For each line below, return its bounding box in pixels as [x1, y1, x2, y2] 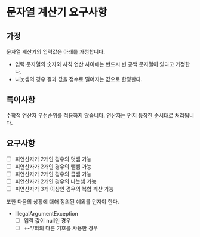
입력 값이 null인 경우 [23, 217, 71, 224]
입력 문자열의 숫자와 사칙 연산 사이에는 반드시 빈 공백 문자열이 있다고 [14, 61, 174, 67]
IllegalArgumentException [14, 210, 79, 217]
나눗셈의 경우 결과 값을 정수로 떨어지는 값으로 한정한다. [14, 76, 143, 82]
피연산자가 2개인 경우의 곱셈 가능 [14, 170, 92, 177]
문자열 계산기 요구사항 [6, 5, 107, 19]
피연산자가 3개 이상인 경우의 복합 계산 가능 [14, 185, 114, 192]
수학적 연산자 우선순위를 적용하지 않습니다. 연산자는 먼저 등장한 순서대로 [6, 112, 174, 119]
